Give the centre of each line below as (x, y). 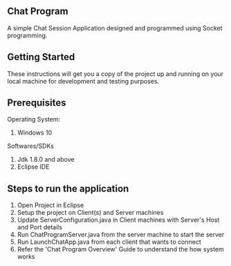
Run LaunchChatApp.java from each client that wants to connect (109, 242)
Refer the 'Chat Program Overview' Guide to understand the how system (121, 249)
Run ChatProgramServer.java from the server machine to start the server (121, 235)
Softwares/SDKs (30, 146)
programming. (27, 35)
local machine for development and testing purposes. (83, 81)
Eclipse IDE (33, 167)
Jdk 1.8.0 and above (46, 160)
